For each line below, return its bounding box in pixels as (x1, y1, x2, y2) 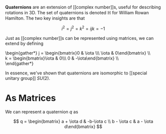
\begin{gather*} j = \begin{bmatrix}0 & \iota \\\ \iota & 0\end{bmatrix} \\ (5, 50, 151, 56)
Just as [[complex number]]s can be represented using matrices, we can (5, 35, 154, 41)
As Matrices (5, 92, 56, 103)
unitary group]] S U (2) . (5, 75, 51, 81)
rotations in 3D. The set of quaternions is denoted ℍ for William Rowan (5, 10, 149, 15)
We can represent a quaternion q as (5, 108, 78, 115)
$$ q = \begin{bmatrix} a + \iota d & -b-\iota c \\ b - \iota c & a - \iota (13, 118, 154, 124)
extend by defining (5, 40, 44, 46)
